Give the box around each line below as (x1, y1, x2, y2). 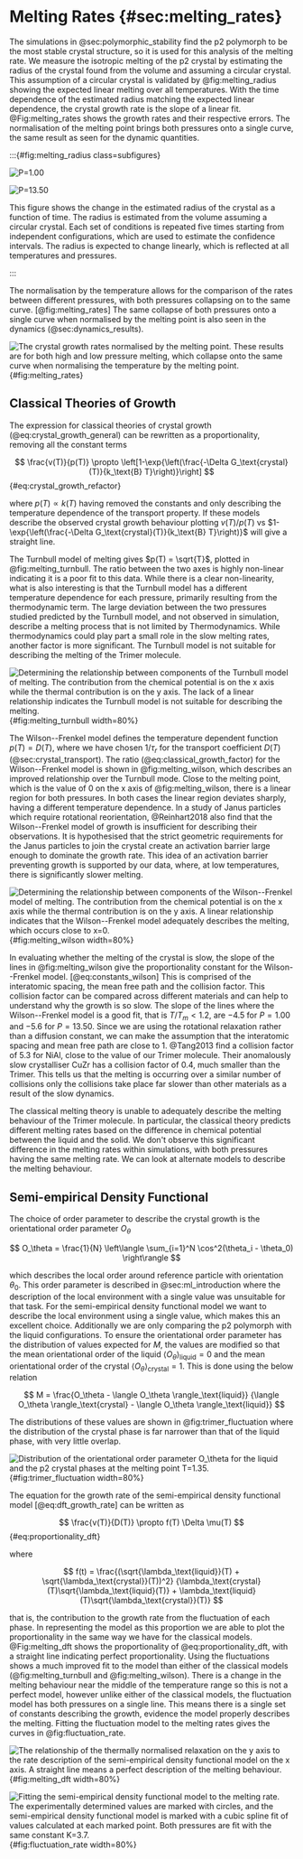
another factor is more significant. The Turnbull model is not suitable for (9, 639, 277, 651)
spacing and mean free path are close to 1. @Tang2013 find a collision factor (9, 1040, 294, 1051)
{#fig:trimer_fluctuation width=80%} (9, 1473, 144, 1483)
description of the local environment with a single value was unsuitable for (9, 1291, 286, 1302)
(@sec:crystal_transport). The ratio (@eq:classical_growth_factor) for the (9, 754, 280, 765)
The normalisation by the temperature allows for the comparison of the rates (9, 284, 293, 295)
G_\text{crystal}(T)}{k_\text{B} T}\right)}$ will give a (95, 526, 288, 537)
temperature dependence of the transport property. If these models (9, 507, 261, 518)
